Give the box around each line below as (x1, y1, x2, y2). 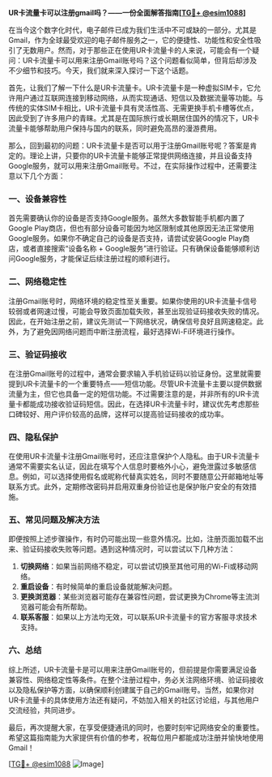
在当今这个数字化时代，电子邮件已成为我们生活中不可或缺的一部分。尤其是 (8, 25, 257, 35)
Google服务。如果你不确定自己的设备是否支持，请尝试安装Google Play (8, 234, 243, 243)
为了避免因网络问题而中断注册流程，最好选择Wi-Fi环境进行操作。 (22, 326, 240, 336)
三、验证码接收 (8, 349, 67, 360)
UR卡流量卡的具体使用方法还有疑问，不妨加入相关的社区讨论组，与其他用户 (8, 695, 260, 705)
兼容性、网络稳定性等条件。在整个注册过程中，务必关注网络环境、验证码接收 (8, 675, 264, 685)
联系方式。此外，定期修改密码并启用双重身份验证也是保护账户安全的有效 (8, 482, 249, 492)
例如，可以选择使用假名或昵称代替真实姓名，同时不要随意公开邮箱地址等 (22, 472, 264, 482)
